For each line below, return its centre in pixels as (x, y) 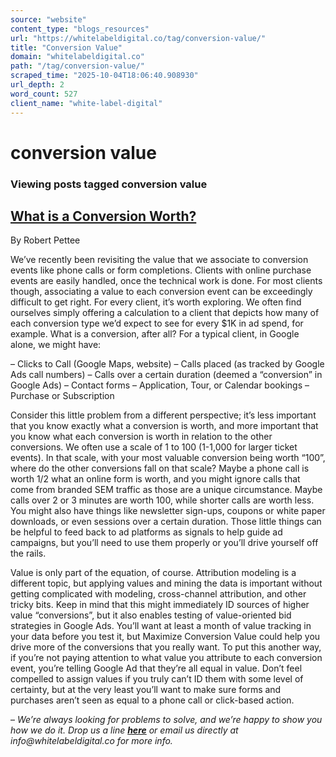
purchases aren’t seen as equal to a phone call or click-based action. (152, 700)
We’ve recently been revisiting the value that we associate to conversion (159, 260)
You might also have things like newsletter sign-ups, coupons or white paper (168, 511)
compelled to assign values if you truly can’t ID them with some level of (157, 679)
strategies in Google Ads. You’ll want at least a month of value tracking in (161, 626)
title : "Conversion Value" (66, 47)
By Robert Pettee (45, 240)
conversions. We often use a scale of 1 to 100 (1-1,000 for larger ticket (154, 447)
